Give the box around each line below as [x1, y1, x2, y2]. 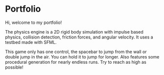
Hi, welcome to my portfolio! [5, 19, 62, 25]
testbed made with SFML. [5, 39, 57, 45]
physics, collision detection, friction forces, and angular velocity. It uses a [5, 34, 153, 40]
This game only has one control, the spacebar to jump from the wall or [5, 49, 147, 55]
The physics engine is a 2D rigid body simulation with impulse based [5, 29, 143, 35]
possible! [5, 64, 23, 70]
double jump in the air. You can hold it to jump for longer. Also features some [5, 54, 160, 59]
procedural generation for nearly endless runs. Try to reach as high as [5, 59, 147, 65]
